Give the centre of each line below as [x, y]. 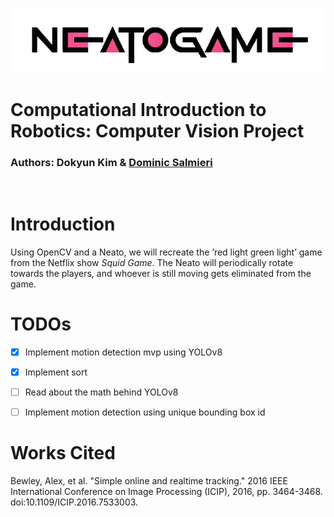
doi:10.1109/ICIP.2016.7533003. [74, 502]
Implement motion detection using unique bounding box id [145, 412]
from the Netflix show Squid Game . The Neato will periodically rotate [152, 262]
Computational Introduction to [138, 109]
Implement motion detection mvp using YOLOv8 [123, 352]
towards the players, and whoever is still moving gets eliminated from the [161, 273]
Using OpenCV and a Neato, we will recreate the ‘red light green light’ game [166, 252]
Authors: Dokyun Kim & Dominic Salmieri [111, 162]
